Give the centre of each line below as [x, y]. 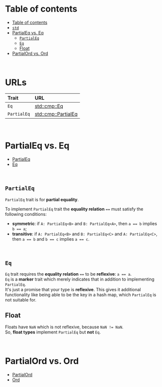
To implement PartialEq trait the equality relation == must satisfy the [74, 209]
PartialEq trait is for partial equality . [42, 199]
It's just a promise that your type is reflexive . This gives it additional [73, 290]
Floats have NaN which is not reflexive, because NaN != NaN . [64, 327]
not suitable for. [21, 300]
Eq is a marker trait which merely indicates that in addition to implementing [80, 279]
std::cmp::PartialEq [56, 114]
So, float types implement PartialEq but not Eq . [53, 332]
